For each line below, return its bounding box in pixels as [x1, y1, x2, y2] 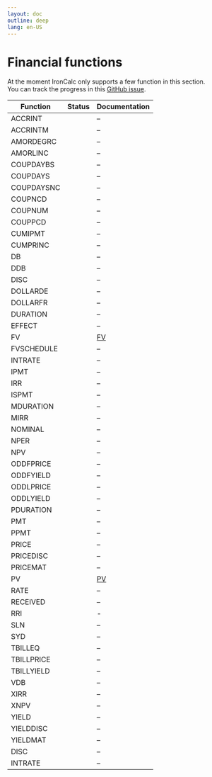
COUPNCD [11, 194, 47, 204]
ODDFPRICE [11, 459, 52, 469]
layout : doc [7, 10, 42, 18]
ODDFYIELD [11, 470, 52, 480]
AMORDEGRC [11, 137, 57, 147]
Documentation [96, 102, 151, 112]
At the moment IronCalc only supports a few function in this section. [7, 77, 206, 86]
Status [66, 102, 90, 112]
